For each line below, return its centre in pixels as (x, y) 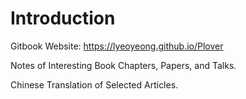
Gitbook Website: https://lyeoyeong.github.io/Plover (117, 46)
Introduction (63, 18)
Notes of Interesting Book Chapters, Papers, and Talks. (123, 65)
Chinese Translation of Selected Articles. (94, 84)
